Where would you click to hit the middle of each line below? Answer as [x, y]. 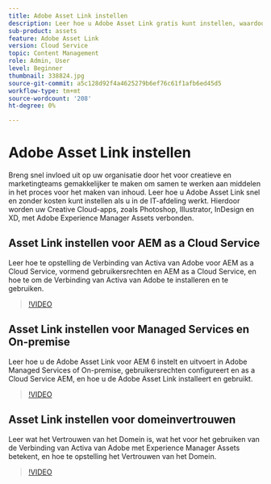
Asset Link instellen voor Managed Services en [129, 330]
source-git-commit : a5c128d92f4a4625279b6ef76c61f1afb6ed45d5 [115, 83]
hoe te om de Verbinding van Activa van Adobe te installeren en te [118, 280]
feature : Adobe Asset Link [54, 38]
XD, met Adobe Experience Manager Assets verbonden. [101, 218]
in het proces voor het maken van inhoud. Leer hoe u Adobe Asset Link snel [134, 192]
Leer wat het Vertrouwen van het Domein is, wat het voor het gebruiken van [134, 439]
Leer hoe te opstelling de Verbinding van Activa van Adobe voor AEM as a [131, 262]
